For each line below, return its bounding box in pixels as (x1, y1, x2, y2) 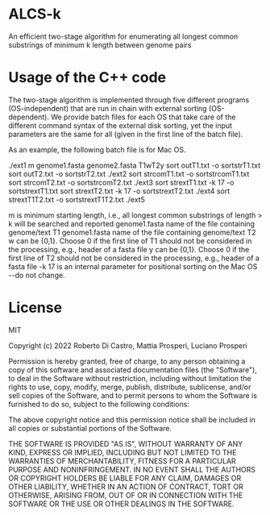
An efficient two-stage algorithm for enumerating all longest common (8, 31, 239, 41)
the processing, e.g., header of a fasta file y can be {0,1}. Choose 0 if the (8, 244, 250, 254)
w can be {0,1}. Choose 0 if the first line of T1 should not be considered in (8, 235, 252, 246)
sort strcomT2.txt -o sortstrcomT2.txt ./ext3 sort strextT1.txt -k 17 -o (8, 177, 235, 187)
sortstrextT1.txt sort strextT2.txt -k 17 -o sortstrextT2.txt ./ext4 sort (8, 186, 231, 196)
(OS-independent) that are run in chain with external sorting (8, 103, 207, 113)
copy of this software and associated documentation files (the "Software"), (8, 364, 258, 375)
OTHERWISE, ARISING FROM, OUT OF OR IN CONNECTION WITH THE (8, 490, 243, 500)
